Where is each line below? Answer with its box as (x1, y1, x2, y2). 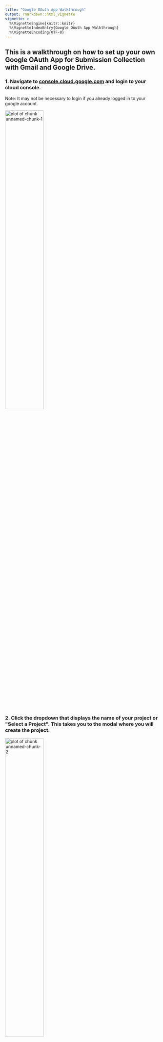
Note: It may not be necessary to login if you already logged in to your (5, 95, 146, 101)
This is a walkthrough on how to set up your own (5, 48, 155, 56)
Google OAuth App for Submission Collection (5, 56, 145, 64)
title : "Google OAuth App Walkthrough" (5, 7, 86, 12)
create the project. (5, 726, 50, 733)
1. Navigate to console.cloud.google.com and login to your (5, 78, 146, 85)
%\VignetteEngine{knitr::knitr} (9, 21, 76, 26)
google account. (5, 100, 38, 106)
